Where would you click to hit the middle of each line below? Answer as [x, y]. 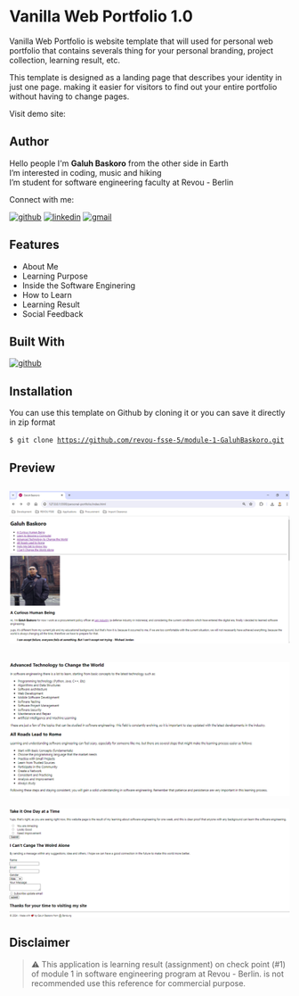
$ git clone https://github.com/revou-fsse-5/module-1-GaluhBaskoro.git [147, 440]
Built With [37, 341]
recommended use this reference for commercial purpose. [138, 983]
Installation [41, 391]
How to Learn [47, 295]
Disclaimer [40, 943]
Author [29, 141]
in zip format [32, 422]
